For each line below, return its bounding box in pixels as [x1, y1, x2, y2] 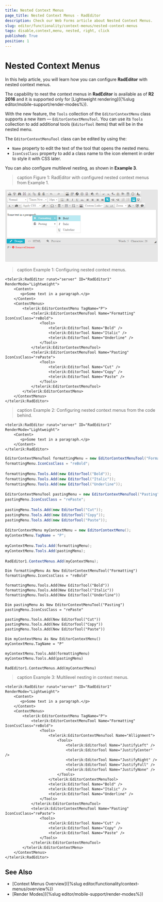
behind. [16, 412, 33, 419]
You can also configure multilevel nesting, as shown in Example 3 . [5, 165, 137, 171]
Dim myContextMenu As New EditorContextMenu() [5, 636, 101, 641]
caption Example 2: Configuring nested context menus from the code [16, 407, 156, 413]
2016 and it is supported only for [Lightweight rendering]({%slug [5, 96, 135, 102]
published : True [5, 34, 38, 38]
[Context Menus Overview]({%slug [12, 881, 82, 887]
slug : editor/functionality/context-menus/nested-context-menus [5, 23, 138, 28]
